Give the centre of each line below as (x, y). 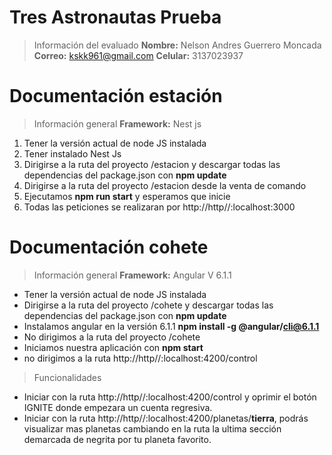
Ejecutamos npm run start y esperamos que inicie (127, 196)
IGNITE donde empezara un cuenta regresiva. (118, 407)
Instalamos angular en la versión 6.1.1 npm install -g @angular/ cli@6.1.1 (171, 326)
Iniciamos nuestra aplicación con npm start (113, 347)
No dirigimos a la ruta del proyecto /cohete (112, 337)
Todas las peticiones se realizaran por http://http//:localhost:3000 (159, 207)
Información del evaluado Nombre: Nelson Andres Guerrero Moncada (177, 45)
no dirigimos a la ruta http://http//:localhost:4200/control (140, 358)
